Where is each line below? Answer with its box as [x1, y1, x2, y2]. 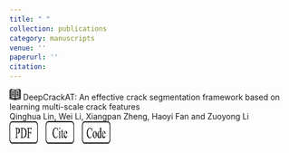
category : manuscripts [9, 33, 95, 43]
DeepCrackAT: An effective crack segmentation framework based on [22, 91, 281, 102]
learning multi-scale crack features [9, 101, 140, 112]
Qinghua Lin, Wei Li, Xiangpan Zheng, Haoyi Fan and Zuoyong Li [9, 111, 249, 121]
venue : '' [9, 43, 47, 53]
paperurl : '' [9, 53, 59, 62]
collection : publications [9, 24, 107, 33]
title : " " [9, 14, 51, 24]
